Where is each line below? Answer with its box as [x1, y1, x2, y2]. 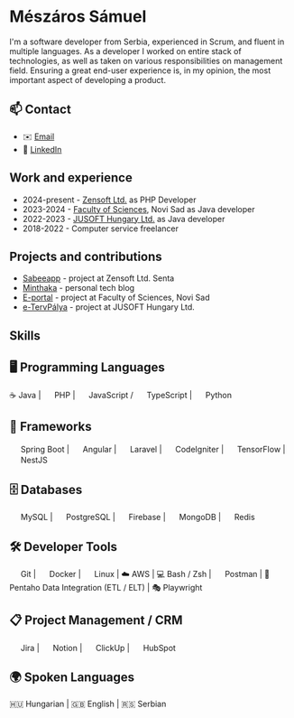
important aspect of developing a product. [9, 74, 167, 85]
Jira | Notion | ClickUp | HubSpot [20, 642, 176, 653]
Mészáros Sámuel [9, 6, 147, 27]
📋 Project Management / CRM [9, 612, 183, 629]
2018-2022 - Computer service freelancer [22, 223, 179, 234]
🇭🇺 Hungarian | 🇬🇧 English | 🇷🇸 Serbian [9, 698, 167, 709]
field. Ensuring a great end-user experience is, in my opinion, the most [9, 65, 271, 76]
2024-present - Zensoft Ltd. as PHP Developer [22, 194, 197, 205]
